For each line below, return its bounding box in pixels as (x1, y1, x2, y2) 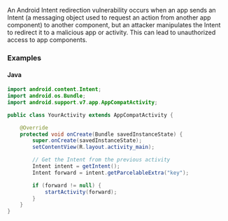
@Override (20, 124, 49, 131)
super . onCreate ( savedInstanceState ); (32, 137, 142, 144)
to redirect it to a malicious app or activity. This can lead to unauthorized (7, 28, 216, 36)
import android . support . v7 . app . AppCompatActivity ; (7, 99, 158, 106)
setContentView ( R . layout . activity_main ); (32, 143, 155, 151)
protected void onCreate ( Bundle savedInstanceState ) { (20, 131, 183, 138)
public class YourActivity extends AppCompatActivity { (7, 111, 173, 118)
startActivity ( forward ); (44, 188, 117, 195)
